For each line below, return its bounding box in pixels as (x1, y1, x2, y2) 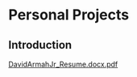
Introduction (8, 38, 73, 52)
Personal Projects (8, 6, 130, 24)
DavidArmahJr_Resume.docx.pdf (8, 59, 118, 69)
